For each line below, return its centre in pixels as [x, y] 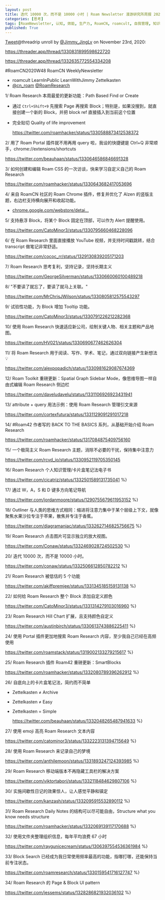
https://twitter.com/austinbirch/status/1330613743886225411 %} [70, 626]
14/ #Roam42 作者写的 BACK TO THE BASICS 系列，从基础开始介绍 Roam [80, 425]
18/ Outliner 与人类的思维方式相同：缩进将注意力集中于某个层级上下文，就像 [82, 510]
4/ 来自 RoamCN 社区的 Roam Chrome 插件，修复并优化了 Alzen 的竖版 [77, 194]
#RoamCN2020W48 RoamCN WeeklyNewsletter [54, 71]
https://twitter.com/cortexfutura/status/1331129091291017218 [67, 415]
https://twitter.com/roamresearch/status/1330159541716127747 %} [72, 872]
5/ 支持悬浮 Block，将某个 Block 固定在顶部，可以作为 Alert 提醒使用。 [76, 220]
